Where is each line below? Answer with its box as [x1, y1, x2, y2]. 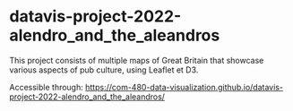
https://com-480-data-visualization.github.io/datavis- [84, 81, 284, 92]
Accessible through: [9, 81, 83, 92]
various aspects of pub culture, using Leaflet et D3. [9, 64, 199, 75]
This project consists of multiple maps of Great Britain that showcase [9, 55, 264, 65]
